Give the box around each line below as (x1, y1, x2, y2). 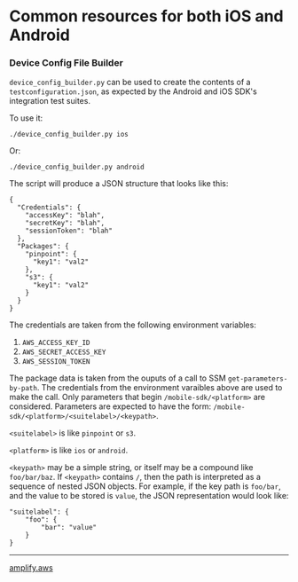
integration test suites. (9, 96, 91, 106)
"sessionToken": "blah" (25, 226, 114, 236)
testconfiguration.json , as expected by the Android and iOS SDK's (9, 86, 257, 97)
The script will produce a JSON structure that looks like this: (9, 178, 229, 189)
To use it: (9, 113, 43, 123)
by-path (9, 384, 38, 393)
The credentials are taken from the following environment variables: (9, 319, 257, 330)
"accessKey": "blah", (25, 211, 105, 220)
